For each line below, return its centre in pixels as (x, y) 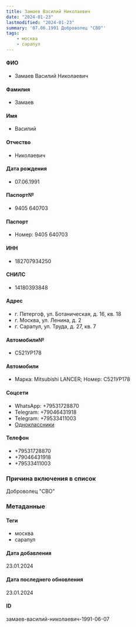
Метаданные (26, 506)
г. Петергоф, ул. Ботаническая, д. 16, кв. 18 (68, 313)
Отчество (18, 142)
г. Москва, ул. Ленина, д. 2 (48, 320)
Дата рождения (26, 169)
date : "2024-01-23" (30, 17)
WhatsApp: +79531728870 (47, 405)
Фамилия (18, 89)
